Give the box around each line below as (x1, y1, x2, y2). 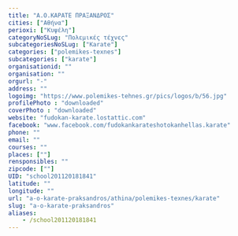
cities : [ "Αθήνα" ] (8, 19, 69, 27)
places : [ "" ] (8, 150, 51, 158)
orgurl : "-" (8, 77, 47, 85)
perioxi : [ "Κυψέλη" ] (8, 26, 76, 34)
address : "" (8, 84, 47, 93)
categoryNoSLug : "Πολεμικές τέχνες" (8, 33, 128, 42)
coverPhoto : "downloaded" (8, 107, 97, 115)
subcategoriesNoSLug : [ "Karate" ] (8, 41, 118, 49)
